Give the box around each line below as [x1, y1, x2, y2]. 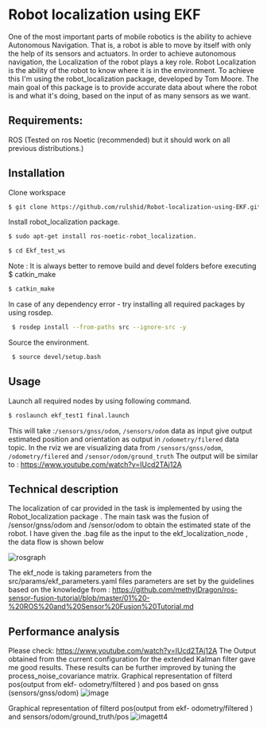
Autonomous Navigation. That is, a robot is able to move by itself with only [8, 40, 252, 49]
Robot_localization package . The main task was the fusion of [8, 512, 209, 522]
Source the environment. [8, 337, 90, 347]
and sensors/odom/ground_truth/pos [8, 712, 130, 722]
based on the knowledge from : [8, 585, 111, 595]
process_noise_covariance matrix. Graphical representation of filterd [8, 671, 233, 681]
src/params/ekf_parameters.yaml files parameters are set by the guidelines [8, 577, 254, 586]
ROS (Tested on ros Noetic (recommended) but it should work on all [8, 135, 230, 145]
